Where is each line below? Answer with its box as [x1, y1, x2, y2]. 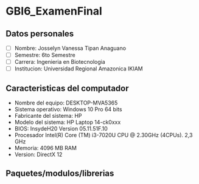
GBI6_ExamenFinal [5, 4, 102, 18]
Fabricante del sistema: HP [14, 112, 83, 120]
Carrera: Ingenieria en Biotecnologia [14, 58, 106, 66]
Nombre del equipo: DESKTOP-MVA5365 [14, 99, 118, 107]
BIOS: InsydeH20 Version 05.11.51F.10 [14, 125, 108, 132]
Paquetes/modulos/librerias [5, 168, 114, 179]
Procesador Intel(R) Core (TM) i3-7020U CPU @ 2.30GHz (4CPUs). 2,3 [14, 132, 193, 139]
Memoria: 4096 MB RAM [14, 145, 77, 152]
